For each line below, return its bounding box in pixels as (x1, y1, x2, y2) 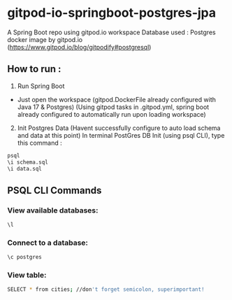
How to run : (7, 63, 61, 75)
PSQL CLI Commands (7, 184, 102, 197)
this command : (17, 138, 62, 147)
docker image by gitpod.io (7, 35, 82, 43)
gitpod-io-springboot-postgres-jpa (7, 5, 217, 21)
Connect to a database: (7, 238, 89, 248)
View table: (7, 271, 47, 280)
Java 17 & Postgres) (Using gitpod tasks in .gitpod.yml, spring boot (17, 103, 210, 111)
